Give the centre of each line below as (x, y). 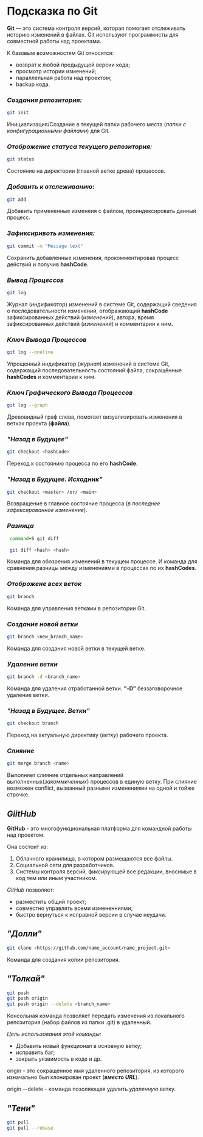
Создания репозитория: (45, 100)
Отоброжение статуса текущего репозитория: (80, 146)
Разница (20, 526)
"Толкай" (26, 979)
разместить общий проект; (51, 902)
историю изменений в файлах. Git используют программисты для (93, 34)
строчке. (18, 795)
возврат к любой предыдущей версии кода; (73, 65)
